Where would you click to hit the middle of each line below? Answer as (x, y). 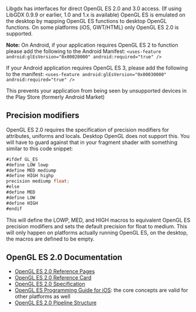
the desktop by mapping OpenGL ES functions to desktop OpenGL (87, 21)
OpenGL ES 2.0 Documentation (64, 257)
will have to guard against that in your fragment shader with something (92, 142)
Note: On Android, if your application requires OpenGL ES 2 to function (92, 45)
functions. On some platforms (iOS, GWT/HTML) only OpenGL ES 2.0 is (92, 27)
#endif (14, 209)
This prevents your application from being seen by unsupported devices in (97, 91)
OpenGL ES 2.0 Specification (50, 284)
